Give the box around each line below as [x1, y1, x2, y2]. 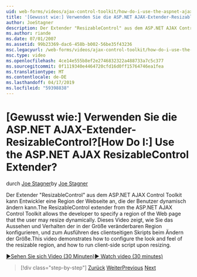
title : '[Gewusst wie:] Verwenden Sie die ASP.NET [6, 14, 133, 20]
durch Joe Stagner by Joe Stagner [6, 180, 88, 187]
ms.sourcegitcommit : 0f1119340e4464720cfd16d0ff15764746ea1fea [6, 63, 164, 69]
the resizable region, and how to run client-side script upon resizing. [6, 241, 171, 248]
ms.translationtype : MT [6, 69, 64, 75]
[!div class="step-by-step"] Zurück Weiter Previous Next [20, 264, 157, 271]
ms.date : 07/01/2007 [6, 36, 57, 42]
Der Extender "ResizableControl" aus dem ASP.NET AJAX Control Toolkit [6, 191, 182, 198]
